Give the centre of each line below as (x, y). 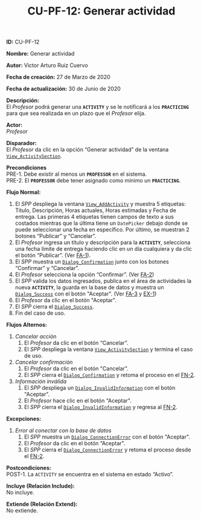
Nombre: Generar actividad (40, 54)
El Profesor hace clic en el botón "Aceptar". (78, 401)
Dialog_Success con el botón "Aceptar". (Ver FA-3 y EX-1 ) (86, 294)
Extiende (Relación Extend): (42, 504)
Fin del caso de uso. (40, 313)
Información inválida (41, 381)
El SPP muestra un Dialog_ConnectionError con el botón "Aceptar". (107, 437)
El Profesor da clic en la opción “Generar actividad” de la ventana (88, 150)
